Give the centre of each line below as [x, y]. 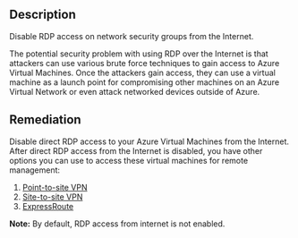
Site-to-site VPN [52, 197]
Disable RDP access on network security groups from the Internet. [132, 36]
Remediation [46, 120]
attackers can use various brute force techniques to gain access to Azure [145, 63]
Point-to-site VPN [55, 187]
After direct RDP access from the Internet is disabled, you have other [136, 150]
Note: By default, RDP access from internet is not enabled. [117, 224]
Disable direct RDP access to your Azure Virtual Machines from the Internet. [149, 141]
